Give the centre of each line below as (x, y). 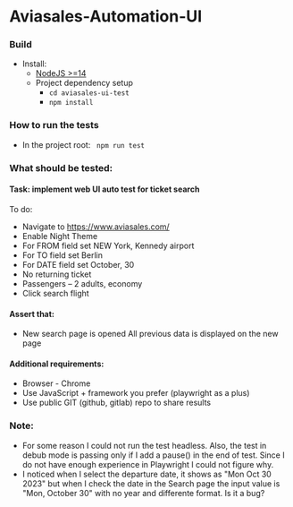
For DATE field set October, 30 (78, 264)
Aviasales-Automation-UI (106, 17)
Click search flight (55, 293)
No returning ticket (57, 274)
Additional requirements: (57, 364)
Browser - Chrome (56, 383)
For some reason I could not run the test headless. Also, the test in (144, 445)
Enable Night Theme (60, 236)
